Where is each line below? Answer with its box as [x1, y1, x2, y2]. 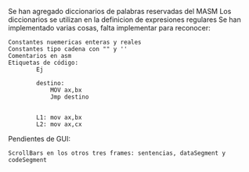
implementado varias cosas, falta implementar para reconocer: [8, 23, 211, 32]
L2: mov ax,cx [36, 120, 82, 128]
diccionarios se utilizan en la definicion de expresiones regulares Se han [8, 15, 241, 24]
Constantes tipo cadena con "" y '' [8, 45, 128, 53]
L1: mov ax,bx [36, 113, 82, 121]
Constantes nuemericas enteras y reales [8, 38, 143, 46]
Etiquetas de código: [8, 59, 79, 66]
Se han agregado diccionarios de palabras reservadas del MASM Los [8, 7, 232, 16]
